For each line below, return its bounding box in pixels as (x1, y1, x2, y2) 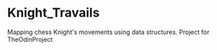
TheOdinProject (7, 35, 53, 43)
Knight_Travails (7, 5, 100, 21)
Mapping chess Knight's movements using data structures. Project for (7, 28, 210, 36)
